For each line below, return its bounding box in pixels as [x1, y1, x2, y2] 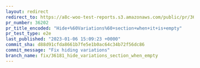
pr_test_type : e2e [5, 31, 51, 37]
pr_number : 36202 [5, 20, 49, 25]
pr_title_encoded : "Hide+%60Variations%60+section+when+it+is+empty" [5, 25, 183, 31]
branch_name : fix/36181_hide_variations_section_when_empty [5, 53, 159, 59]
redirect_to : [5, 14, 38, 20]
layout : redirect [5, 8, 49, 15]
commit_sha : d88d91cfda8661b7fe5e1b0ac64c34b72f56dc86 [5, 42, 145, 48]
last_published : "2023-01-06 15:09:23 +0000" [5, 36, 121, 42]
